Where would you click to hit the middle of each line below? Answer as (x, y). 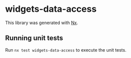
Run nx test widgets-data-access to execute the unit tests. (66, 50)
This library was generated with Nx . (42, 23)
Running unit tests (34, 38)
